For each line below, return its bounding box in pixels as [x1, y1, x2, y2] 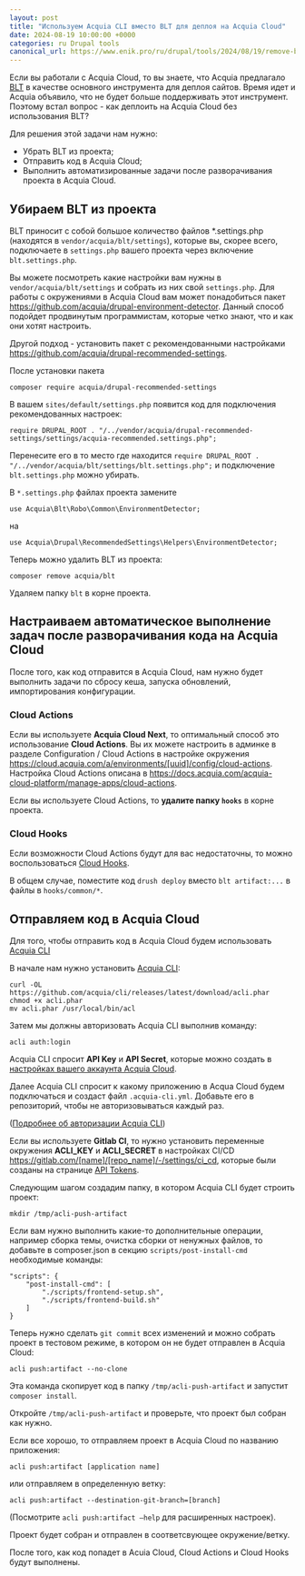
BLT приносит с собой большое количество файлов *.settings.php [9, 225, 264, 236]
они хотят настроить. [9, 320, 92, 331]
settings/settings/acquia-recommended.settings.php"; [9, 434, 218, 443]
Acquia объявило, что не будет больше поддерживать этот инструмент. [9, 92, 289, 103]
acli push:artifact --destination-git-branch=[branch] [9, 1496, 221, 1505]
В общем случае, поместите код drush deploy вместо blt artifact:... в [9, 875, 290, 887]
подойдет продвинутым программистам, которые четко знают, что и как [9, 310, 293, 321]
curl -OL [9, 980, 43, 989]
